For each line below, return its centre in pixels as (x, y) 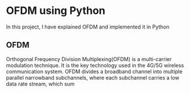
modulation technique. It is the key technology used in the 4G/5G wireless (95, 65)
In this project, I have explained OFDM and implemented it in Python (88, 27)
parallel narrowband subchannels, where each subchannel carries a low (93, 77)
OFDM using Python (56, 11)
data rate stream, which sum (40, 84)
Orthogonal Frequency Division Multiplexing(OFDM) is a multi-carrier (89, 59)
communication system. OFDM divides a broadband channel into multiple (94, 71)
